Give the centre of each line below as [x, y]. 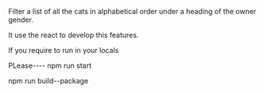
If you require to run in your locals [64, 50]
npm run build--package [49, 81]
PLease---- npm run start [50, 65]
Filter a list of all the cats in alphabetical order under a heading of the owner [132, 11]
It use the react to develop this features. [74, 35]
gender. [21, 20]
